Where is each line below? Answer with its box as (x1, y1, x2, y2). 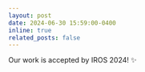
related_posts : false (8, 33, 81, 42)
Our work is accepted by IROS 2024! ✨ (8, 55, 138, 65)
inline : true (8, 26, 52, 34)
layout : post (8, 11, 52, 20)
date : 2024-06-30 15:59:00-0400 (8, 19, 116, 27)
